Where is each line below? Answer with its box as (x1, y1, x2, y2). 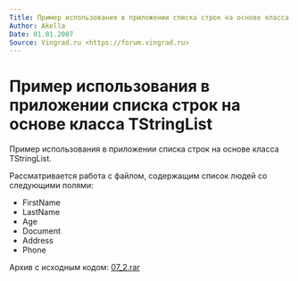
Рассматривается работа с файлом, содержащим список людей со (9, 170, 268, 181)
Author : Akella (9, 21, 66, 30)
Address (21, 236, 54, 246)
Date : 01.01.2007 (9, 29, 74, 38)
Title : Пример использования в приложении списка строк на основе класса (9, 12, 290, 22)
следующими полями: (9, 180, 94, 191)
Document (21, 226, 61, 236)
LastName (21, 207, 61, 218)
